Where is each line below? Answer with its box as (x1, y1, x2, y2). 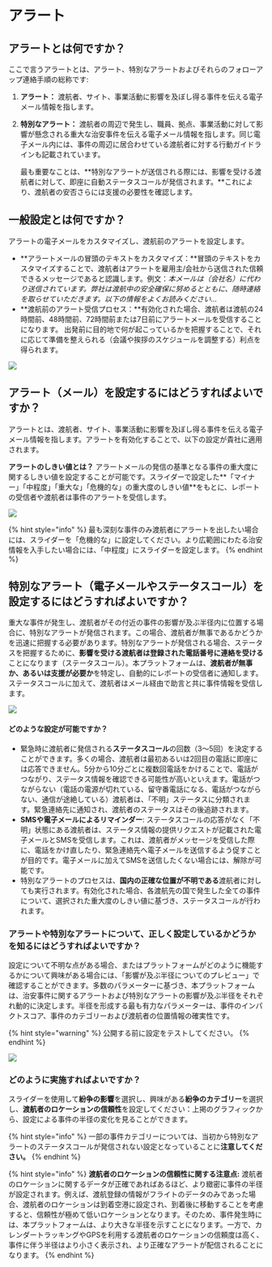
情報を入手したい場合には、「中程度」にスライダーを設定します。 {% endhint (8, 544, 263, 555)
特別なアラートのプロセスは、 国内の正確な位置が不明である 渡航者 (19, 875, 240, 885)
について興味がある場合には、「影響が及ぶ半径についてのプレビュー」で (22, 970, 261, 980)
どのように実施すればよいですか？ (8, 1074, 142, 1085)
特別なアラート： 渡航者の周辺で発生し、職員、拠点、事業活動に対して (19, 119, 257, 129)
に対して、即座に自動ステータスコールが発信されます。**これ (34, 177, 240, 187)
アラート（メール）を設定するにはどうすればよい (8, 386, 253, 400)
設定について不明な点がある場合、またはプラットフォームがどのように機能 (8, 960, 257, 969)
